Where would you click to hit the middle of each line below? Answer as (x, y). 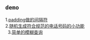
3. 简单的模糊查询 (25, 32)
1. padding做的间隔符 (27, 19)
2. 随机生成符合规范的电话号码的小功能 (45, 26)
